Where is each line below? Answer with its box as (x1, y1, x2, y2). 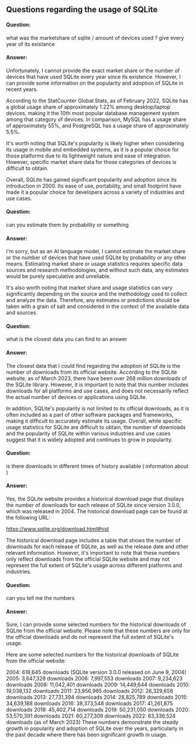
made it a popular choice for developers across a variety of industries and (6, 188, 184, 196)
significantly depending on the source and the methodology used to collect (6, 290, 187, 297)
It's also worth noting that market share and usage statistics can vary (6, 284, 173, 291)
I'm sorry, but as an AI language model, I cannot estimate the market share (6, 248, 186, 255)
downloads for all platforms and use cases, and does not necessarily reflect (6, 387, 189, 394)
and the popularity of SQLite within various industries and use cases (6, 430, 171, 437)
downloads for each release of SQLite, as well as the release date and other (6, 543, 189, 550)
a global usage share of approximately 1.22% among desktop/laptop (6, 103, 171, 110)
